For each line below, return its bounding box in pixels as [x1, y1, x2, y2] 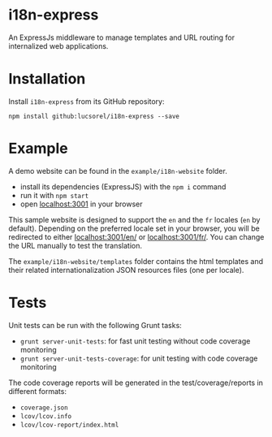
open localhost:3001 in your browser [19, 199, 144, 209]
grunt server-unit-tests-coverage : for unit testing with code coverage [19, 353, 258, 363]
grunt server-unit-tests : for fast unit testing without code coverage [19, 335, 251, 346]
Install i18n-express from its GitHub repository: [8, 96, 165, 106]
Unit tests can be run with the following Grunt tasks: [8, 320, 183, 330]
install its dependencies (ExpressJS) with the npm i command [19, 181, 227, 192]
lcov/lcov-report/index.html [19, 421, 119, 429]
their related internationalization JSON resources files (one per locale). [8, 265, 244, 275]
